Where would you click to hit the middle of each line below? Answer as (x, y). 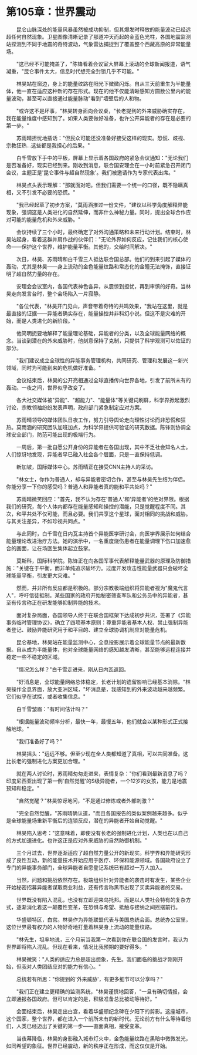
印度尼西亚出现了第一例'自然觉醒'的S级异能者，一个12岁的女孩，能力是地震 (97, 781)
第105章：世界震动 (51, 12)
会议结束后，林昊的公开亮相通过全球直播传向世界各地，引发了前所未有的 (103, 380)
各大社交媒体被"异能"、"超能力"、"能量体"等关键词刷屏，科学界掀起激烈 (103, 400)
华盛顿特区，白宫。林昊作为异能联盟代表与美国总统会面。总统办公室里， (103, 919)
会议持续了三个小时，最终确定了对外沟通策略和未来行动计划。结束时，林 (103, 232)
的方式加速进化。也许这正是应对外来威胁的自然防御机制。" (77, 840)
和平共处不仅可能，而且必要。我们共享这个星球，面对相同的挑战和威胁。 (103, 514)
